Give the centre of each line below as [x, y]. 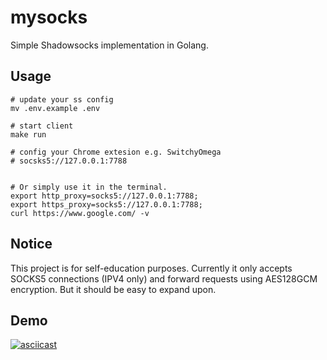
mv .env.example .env [55, 108]
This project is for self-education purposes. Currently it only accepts [151, 268]
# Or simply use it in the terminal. [89, 187]
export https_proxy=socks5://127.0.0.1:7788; [106, 204]
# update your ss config [62, 99]
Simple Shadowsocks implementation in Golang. [109, 45]
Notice [31, 244]
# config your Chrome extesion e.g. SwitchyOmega [116, 152]
